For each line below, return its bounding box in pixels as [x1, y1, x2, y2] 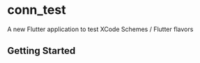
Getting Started [7, 45, 76, 57]
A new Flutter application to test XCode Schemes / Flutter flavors [7, 25, 194, 33]
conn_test [7, 2, 66, 18]
